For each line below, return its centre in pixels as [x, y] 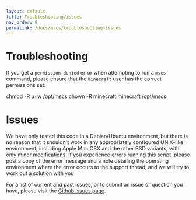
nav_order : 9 [22, 22]
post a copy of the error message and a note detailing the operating [87, 161]
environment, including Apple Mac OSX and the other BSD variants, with [93, 149]
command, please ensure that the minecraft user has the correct [84, 79]
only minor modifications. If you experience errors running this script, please [98, 155]
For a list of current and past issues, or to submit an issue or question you [94, 185]
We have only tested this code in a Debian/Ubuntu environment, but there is [97, 136]
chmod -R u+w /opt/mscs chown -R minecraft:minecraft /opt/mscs [86, 96]
